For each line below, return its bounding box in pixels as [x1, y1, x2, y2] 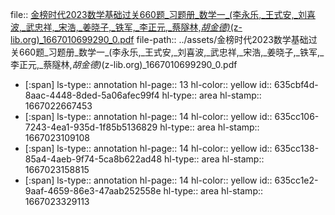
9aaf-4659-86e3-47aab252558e [24, 185, 162, 197]
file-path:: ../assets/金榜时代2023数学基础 [136, 34, 309, 45]
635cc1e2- [274, 174, 319, 186]
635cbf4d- [274, 79, 319, 90]
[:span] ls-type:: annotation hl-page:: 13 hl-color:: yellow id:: [24, 79, 273, 90]
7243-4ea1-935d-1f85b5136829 [24, 121, 158, 133]
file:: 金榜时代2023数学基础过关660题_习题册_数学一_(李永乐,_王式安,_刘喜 [10, 9, 316, 20]
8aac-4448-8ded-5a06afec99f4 [24, 89, 160, 101]
